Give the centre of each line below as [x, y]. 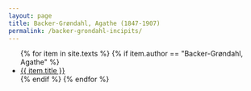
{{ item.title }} [42, 71]
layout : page [30, 16]
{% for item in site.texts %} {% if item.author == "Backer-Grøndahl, [132, 54]
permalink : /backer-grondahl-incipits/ [75, 31]
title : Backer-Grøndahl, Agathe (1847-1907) [84, 23]
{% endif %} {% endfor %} [65, 79]
